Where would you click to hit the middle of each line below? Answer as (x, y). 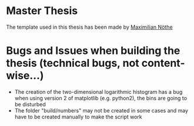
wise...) (25, 76)
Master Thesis (42, 11)
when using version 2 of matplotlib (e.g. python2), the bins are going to (101, 98)
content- (163, 63)
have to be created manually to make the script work (78, 117)
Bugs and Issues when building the (93, 51)
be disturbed (30, 104)
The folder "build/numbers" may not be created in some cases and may (101, 110)
